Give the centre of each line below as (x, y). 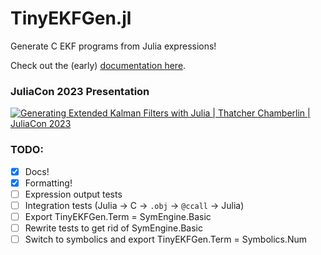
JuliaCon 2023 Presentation (80, 91)
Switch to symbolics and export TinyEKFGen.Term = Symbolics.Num (166, 239)
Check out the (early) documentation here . (98, 65)
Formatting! (48, 183)
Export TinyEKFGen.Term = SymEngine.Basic (118, 216)
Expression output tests (73, 194)
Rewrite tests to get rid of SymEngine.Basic (113, 228)
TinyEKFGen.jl (71, 18)
